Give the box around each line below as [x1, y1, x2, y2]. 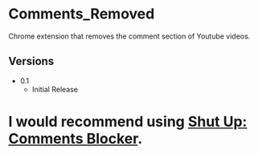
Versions [8, 55, 55, 68]
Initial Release [31, 84, 79, 94]
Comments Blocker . [8, 129, 143, 148]
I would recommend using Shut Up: [8, 112, 248, 131]
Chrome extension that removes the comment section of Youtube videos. [8, 31, 251, 41]
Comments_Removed [8, 5, 155, 23]
